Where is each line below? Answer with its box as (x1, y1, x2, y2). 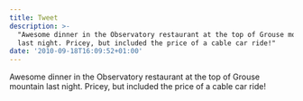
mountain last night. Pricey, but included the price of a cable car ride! (9, 81, 266, 92)
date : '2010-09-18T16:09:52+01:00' (9, 47, 143, 56)
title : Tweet (9, 13, 59, 23)
